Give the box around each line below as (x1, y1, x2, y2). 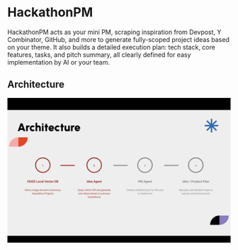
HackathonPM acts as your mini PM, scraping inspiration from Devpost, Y (7, 28, 222, 36)
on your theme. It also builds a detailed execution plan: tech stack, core (7, 43, 216, 51)
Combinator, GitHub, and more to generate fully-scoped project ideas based (7, 35, 230, 43)
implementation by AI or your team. (7, 58, 110, 66)
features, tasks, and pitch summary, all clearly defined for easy (7, 50, 191, 59)
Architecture (7, 79, 65, 91)
